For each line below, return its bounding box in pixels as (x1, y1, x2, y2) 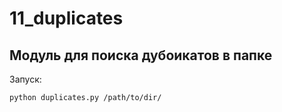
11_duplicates (9, 7, 124, 30)
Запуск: (9, 73, 42, 85)
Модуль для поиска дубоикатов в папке (9, 47, 273, 64)
